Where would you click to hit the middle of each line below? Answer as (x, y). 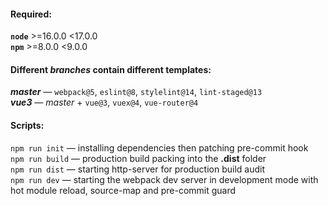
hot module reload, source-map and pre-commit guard (123, 190)
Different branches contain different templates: (111, 69)
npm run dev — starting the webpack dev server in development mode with (164, 179)
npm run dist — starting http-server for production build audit (138, 169)
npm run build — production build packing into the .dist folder (138, 158)
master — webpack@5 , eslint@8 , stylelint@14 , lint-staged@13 (136, 92)
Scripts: (27, 125)
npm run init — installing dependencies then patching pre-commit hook (159, 147)
